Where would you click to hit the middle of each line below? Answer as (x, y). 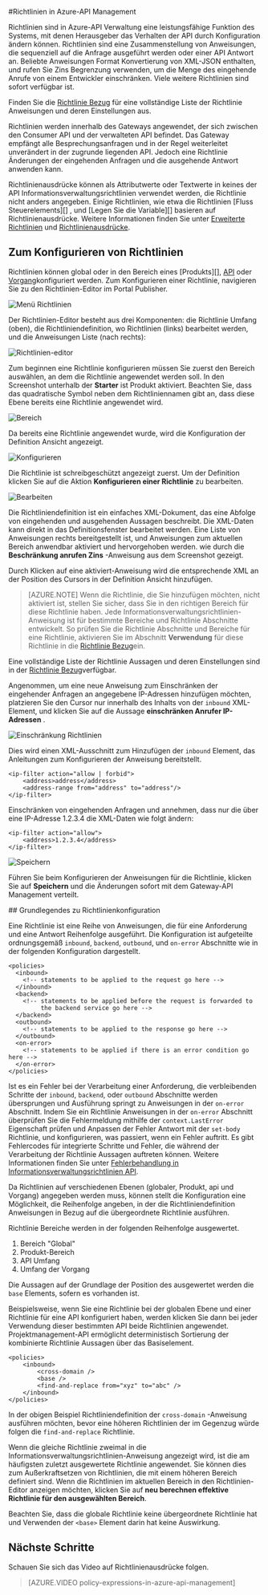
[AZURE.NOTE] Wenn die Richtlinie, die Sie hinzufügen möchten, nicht (144, 595)
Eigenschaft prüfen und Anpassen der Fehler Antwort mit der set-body (124, 1128)
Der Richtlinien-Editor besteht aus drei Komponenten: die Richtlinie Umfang (132, 319)
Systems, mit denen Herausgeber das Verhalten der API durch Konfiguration (134, 36)
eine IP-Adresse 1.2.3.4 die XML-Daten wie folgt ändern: (101, 818)
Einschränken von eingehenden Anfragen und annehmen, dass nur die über (134, 810)
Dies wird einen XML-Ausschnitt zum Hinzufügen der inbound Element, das (132, 750)
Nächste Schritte (51, 1548)
